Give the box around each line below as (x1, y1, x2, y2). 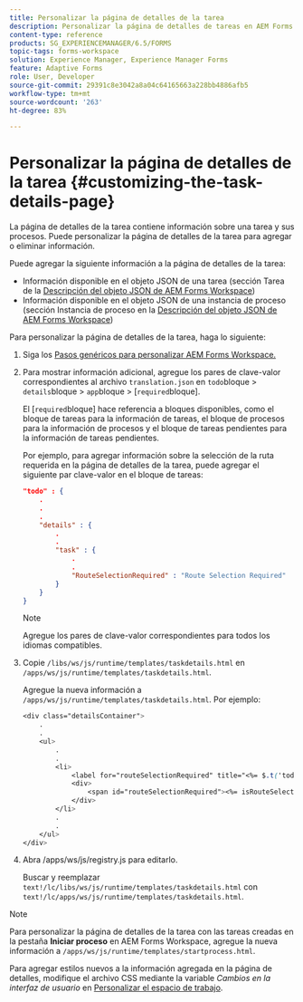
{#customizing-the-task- (70, 172, 264, 193)
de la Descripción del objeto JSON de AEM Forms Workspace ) (22, 285, 256, 296)
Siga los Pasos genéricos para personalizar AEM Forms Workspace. (22, 350, 277, 361)
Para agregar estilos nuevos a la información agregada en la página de (9, 963, 273, 974)
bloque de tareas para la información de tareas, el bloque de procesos (22, 413, 285, 424)
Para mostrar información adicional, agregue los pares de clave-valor (22, 367, 281, 378)
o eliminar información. (9, 241, 95, 252)
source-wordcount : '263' (9, 97, 103, 107)
